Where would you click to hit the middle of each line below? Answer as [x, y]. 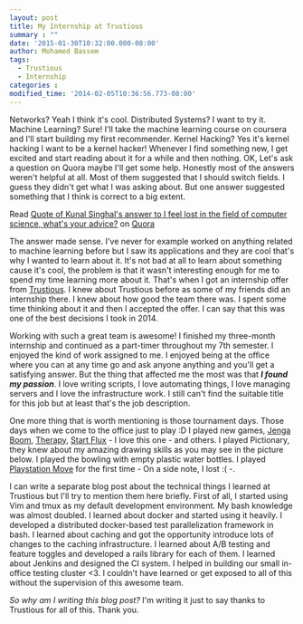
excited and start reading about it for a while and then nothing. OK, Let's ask [151, 158]
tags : [19, 60]
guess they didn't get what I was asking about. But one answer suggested [147, 187]
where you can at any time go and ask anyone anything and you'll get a [142, 364]
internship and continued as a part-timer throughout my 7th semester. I [142, 345]
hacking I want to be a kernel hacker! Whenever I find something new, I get [149, 148]
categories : [34, 85]
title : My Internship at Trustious [76, 26]
